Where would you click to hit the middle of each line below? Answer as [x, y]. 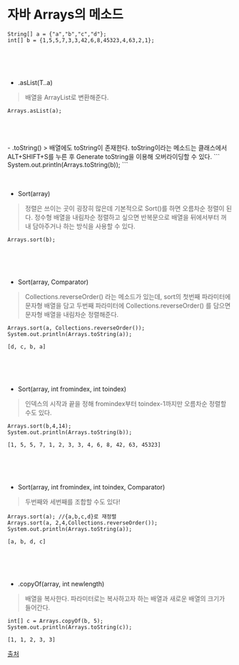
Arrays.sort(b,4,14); [40, 426]
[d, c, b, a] [27, 347]
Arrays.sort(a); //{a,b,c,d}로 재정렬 [62, 517]
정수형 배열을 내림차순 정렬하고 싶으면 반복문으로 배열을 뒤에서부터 [127, 217]
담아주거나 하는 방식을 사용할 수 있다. [84, 226]
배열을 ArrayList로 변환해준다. [67, 97]
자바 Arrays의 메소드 [65, 15]
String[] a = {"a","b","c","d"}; [57, 34]
